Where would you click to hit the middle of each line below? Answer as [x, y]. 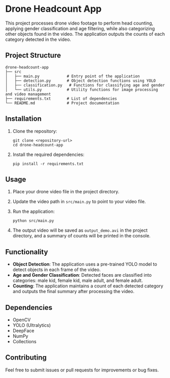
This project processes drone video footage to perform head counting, [79, 23]
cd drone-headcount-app [38, 145]
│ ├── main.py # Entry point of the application [73, 76]
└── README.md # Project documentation [62, 103]
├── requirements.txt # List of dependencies [61, 98]
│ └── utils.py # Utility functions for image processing [82, 90]
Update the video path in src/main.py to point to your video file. [79, 202]
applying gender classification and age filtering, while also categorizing [80, 28]
